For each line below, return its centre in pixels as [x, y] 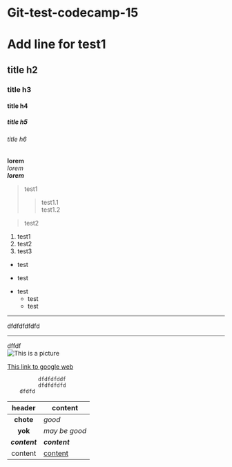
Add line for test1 [57, 45]
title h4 [18, 106]
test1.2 [51, 210]
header [23, 408]
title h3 [19, 89]
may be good [65, 430]
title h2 [22, 70]
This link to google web [40, 366]
